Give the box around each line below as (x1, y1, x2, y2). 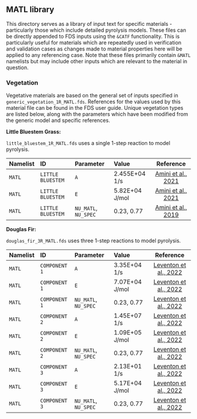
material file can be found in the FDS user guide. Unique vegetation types (6, 104, 184, 111)
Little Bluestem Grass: (6, 129, 62, 136)
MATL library (6, 5, 55, 15)
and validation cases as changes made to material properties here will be (6, 45, 183, 52)
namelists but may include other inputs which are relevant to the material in (6, 58, 188, 65)
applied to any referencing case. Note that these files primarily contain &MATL (6, 51, 191, 58)
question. (6, 64, 29, 71)
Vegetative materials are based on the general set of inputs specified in (6, 92, 179, 99)
